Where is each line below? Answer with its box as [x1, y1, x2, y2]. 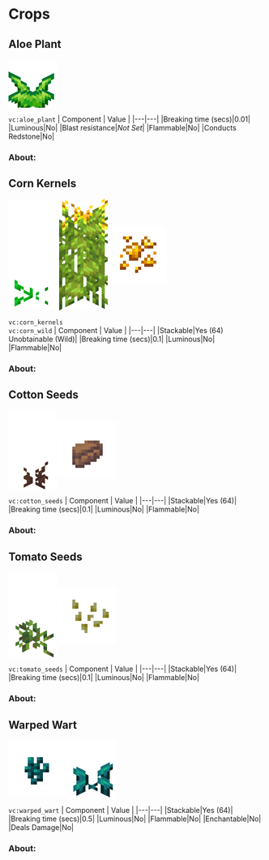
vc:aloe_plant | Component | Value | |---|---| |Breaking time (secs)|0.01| [8, 114, 251, 124]
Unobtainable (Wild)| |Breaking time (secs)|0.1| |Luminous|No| [8, 334, 216, 344]
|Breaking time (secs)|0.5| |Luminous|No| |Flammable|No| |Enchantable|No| [8, 814, 262, 824]
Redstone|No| [8, 131, 55, 141]
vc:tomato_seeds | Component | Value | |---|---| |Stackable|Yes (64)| [8, 664, 237, 674]
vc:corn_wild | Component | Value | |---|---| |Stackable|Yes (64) [8, 325, 224, 335]
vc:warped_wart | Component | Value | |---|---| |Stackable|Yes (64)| [8, 805, 233, 815]
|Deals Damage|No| [8, 822, 75, 832]
